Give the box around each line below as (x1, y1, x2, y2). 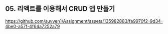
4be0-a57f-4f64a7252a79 (5, 23, 60, 29)
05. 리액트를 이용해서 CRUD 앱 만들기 (5, 4, 115, 13)
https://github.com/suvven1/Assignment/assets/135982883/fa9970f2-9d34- (5, 18, 163, 24)
